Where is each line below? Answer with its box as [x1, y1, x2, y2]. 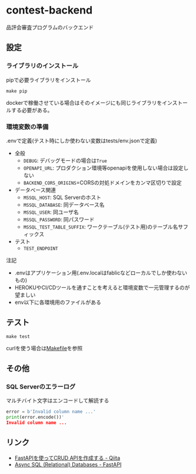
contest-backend [6, 4, 93, 17]
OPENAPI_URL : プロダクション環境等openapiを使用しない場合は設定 [23, 164, 184, 171]
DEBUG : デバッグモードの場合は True [23, 157, 108, 164]
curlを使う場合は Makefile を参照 [6, 344, 83, 352]
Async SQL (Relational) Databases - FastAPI [14, 460, 122, 468]
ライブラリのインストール [6, 62, 78, 70]
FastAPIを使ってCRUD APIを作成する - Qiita [14, 454, 121, 461]
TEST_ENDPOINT [23, 246, 58, 251]
